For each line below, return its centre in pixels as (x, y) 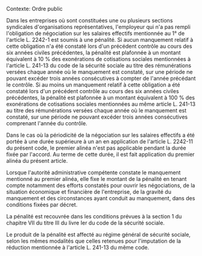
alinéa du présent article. (37, 161)
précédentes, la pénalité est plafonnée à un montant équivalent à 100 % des (100, 97)
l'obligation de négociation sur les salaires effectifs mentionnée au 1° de (96, 33)
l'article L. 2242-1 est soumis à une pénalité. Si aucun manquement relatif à (100, 40)
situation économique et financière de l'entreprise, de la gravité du (89, 192)
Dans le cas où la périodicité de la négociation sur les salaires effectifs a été (100, 135)
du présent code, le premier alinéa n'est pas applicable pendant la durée (96, 148)
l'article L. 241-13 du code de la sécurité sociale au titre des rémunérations (99, 65)
